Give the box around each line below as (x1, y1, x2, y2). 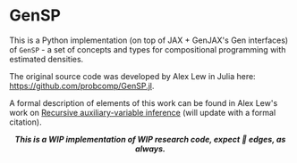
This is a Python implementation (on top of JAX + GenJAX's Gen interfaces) (9, 35, 289, 45)
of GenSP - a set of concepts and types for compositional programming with (9, 44, 286, 54)
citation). (9, 117, 42, 127)
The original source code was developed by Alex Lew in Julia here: (9, 70, 257, 81)
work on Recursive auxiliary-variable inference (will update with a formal (9, 107, 276, 118)
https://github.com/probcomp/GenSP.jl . (9, 80, 155, 91)
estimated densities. (9, 53, 84, 64)
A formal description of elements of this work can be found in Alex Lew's (9, 97, 278, 108)
